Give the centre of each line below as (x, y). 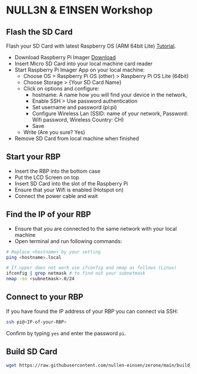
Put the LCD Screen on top (47, 177)
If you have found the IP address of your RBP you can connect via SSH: (92, 311)
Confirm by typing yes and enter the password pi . (66, 333)
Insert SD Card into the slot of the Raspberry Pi (71, 183)
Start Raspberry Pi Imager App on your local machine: (79, 70)
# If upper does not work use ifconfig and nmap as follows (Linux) (91, 268)
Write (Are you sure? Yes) (54, 132)
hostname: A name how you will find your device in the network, (110, 95)
